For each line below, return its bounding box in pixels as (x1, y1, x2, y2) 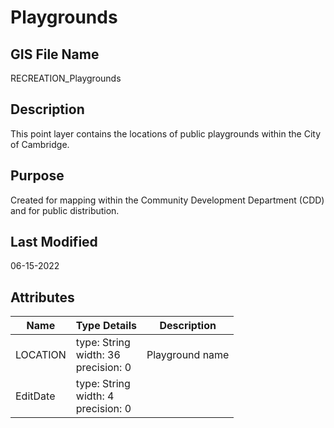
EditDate (15, 389, 56, 403)
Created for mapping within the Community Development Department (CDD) (10, 194, 325, 206)
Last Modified (10, 234, 98, 251)
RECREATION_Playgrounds (10, 72, 122, 84)
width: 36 (75, 348, 121, 362)
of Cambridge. (10, 138, 70, 150)
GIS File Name (10, 46, 100, 63)
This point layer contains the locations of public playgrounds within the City (10, 127, 321, 140)
